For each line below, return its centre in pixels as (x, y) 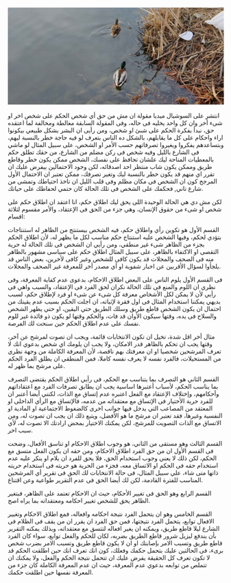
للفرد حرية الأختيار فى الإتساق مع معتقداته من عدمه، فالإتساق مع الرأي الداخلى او (110, 401)
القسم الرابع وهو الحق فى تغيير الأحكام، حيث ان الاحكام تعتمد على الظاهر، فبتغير (110, 493)
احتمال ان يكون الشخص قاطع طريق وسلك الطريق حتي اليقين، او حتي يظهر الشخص (114, 309)
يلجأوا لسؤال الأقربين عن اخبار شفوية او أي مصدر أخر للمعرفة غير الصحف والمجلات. (114, 266)
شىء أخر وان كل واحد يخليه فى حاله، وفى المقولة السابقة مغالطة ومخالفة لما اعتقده (115, 123)
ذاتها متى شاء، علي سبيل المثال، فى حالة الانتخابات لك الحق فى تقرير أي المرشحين (113, 473)
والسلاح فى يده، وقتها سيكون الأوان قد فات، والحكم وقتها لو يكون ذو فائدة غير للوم (112, 316)
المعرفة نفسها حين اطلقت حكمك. (51, 572)
